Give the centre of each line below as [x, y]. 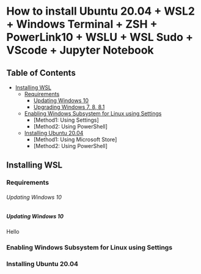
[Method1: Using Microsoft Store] [75, 139]
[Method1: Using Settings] [66, 120]
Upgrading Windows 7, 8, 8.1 [69, 107]
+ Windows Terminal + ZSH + [82, 24]
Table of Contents [41, 72]
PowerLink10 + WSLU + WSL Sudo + [100, 37]
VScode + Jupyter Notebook [80, 50]
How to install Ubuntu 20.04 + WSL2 [101, 11]
